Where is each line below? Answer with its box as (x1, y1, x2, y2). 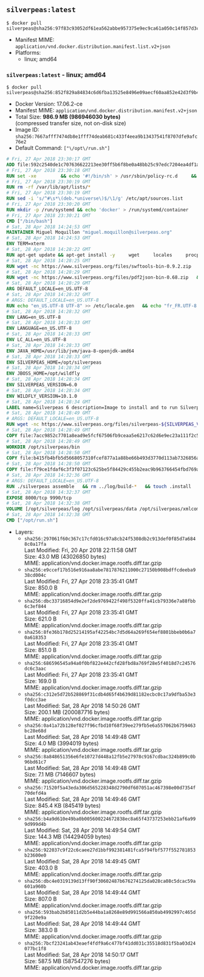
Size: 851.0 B (24, 646, 56, 653)
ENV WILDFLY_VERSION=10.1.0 (6, 393, 78, 399)
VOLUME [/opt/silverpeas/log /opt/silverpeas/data (6, 506, 137, 512)
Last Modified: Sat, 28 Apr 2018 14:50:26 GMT (24, 702, 141, 709)
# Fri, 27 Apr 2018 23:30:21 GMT (6, 213, 91, 219)
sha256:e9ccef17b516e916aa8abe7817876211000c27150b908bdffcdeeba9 (24, 567, 196, 573)
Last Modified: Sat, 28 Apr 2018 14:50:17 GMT (24, 951, 139, 958)
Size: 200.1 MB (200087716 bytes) (24, 708, 110, 716)
